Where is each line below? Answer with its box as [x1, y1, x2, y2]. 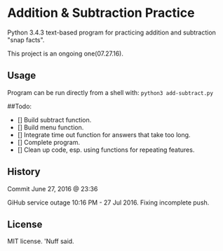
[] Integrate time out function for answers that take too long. [17, 130, 191, 139]
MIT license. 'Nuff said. [7, 237, 75, 245]
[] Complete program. [17, 138, 81, 146]
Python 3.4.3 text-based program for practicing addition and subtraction [7, 28, 216, 37]
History [7, 166, 41, 178]
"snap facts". [7, 35, 45, 44]
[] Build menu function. [17, 123, 84, 131]
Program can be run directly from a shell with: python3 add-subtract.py [7, 88, 214, 96]
